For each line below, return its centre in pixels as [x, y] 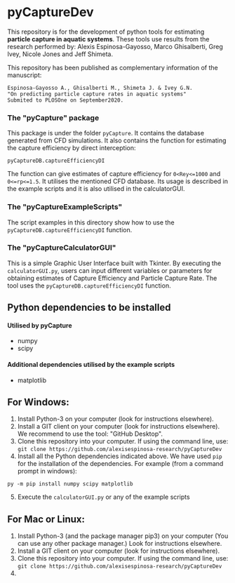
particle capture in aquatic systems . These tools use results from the [108, 39]
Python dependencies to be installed [89, 308]
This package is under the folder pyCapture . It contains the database [106, 133]
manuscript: [25, 75]
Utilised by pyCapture [40, 325]
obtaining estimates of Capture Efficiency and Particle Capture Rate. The [112, 278]
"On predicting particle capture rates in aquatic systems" [97, 94]
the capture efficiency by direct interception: [72, 148]
